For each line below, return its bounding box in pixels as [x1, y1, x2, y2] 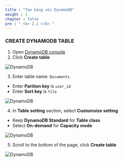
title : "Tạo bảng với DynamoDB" [5, 7, 74, 12]
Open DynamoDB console [12, 49, 65, 55]
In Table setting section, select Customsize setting [12, 107, 118, 113]
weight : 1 [5, 12, 28, 17]
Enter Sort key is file [12, 88, 57, 94]
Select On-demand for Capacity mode [12, 122, 93, 128]
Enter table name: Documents [12, 73, 70, 80]
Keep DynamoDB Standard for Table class [12, 117, 101, 123]
